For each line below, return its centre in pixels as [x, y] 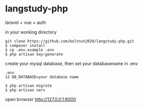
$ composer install [25, 45]
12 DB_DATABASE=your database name [42, 77]
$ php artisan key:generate [34, 54]
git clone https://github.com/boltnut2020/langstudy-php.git [70, 41]
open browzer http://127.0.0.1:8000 [41, 99]
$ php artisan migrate [29, 86]
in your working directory [31, 32]
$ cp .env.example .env [30, 50]
